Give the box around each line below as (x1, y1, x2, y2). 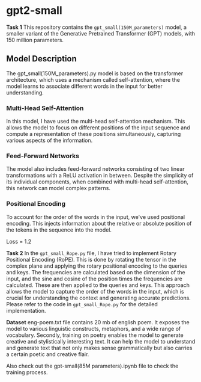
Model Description (6, 54, 77, 64)
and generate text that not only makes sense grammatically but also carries (6, 344, 193, 351)
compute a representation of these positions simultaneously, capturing (6, 131, 181, 138)
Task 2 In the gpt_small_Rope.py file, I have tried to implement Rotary (6, 249, 177, 256)
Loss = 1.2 (6, 238, 32, 245)
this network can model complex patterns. (6, 185, 111, 192)
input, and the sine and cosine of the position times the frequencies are (6, 275, 183, 282)
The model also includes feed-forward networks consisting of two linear (6, 165, 185, 173)
